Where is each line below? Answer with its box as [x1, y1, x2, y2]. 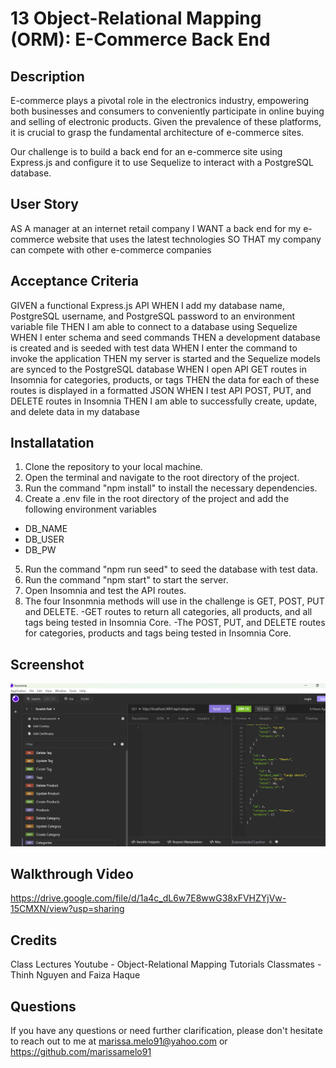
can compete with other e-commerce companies [10, 243, 212, 256]
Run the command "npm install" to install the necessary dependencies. [24, 482, 318, 494]
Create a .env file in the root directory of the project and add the [24, 493, 290, 505]
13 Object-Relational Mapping [10, 7, 262, 30]
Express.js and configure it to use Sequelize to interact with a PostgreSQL [10, 157, 314, 168]
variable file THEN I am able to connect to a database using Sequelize [10, 320, 298, 332]
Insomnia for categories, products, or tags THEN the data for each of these [10, 373, 320, 386]
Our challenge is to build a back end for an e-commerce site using [10, 146, 283, 157]
